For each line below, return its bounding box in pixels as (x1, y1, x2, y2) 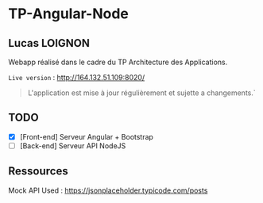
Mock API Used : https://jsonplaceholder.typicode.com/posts (8, 186, 208, 195)
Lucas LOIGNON (8, 36, 90, 50)
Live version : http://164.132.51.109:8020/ (8, 73, 145, 82)
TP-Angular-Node (8, 5, 130, 23)
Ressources (8, 164, 69, 178)
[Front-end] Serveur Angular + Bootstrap (19, 132, 153, 141)
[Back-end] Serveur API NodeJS (19, 140, 126, 151)
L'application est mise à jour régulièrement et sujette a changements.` (27, 88, 256, 98)
